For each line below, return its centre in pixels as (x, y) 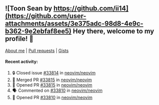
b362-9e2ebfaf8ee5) (38, 31)
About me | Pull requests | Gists (37, 51)
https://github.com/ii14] (91, 9)
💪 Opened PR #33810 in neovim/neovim (52, 98)
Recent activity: (22, 62)
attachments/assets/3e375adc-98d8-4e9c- (74, 24)
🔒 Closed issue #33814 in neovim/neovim (54, 73)
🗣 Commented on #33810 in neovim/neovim (57, 90)
